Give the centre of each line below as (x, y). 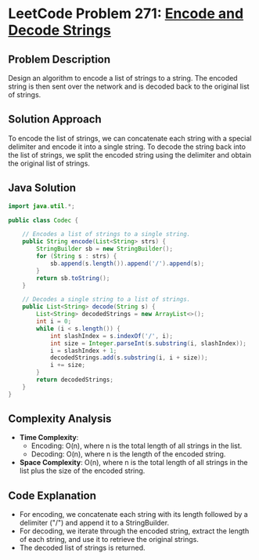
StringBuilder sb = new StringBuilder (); (105, 249)
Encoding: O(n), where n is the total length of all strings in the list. (137, 446)
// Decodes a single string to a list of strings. (106, 300)
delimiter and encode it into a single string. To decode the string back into (127, 147)
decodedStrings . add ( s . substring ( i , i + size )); (129, 358)
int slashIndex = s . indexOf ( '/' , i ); (112, 336)
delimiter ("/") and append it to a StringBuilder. (94, 523)
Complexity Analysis (60, 419)
